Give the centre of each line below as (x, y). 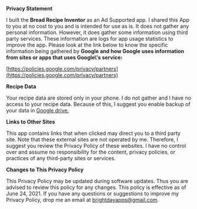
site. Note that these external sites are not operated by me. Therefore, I (92, 140)
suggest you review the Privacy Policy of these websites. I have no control (96, 146)
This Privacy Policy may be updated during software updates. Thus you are (97, 181)
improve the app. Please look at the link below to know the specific (87, 45)
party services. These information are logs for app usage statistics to (90, 39)
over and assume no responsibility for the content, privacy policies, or (91, 152)
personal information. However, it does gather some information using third (97, 32)
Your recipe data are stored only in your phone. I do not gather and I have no (99, 98)
